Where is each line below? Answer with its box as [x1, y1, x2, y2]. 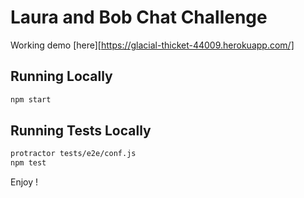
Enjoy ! [10, 176, 39, 188]
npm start [10, 94, 52, 105]
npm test [10, 158, 47, 168]
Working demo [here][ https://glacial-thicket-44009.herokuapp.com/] [10, 39, 295, 51]
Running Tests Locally [10, 122, 152, 140]
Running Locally [10, 68, 113, 85]
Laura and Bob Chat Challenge [10, 6, 268, 29]
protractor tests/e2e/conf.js [10, 149, 137, 159]
